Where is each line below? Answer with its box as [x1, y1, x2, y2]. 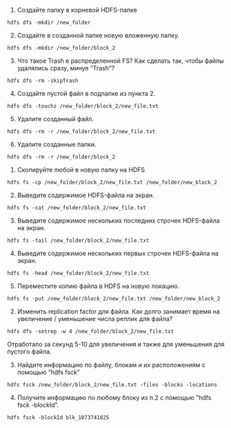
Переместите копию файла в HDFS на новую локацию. [17, 282, 180, 290]
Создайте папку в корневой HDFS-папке [17, 6, 138, 14]
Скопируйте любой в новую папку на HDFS [17, 165, 145, 174]
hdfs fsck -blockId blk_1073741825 [7, 414, 110, 421]
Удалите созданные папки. [17, 141, 97, 148]
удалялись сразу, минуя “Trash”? [17, 64, 115, 72]
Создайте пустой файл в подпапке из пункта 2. [17, 90, 156, 97]
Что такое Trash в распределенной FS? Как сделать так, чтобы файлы [17, 57, 224, 65]
